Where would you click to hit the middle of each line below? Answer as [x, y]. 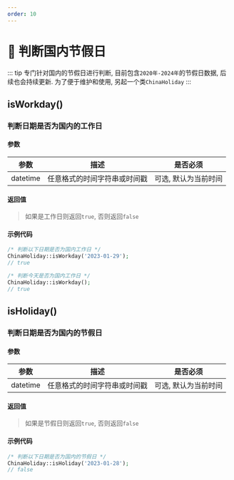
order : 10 [22, 14]
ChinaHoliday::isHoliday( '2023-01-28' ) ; [68, 463]
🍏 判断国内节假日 [57, 51]
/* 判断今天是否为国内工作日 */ [49, 276]
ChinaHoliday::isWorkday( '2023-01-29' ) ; [68, 256]
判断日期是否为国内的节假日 [55, 333]
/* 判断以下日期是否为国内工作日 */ [54, 250]
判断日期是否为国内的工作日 [55, 126]
